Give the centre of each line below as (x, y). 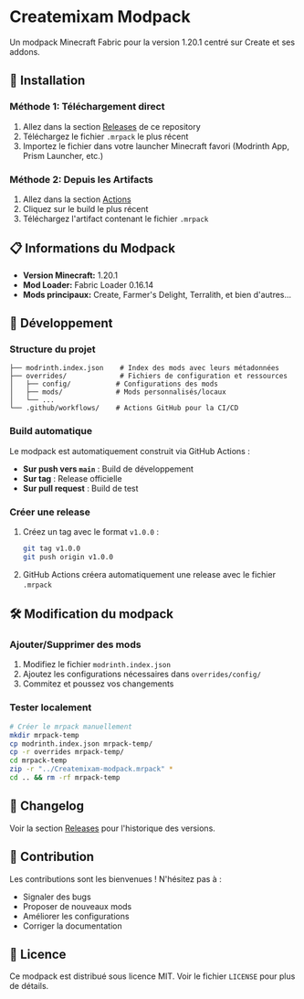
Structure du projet (52, 349)
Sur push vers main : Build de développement (108, 469)
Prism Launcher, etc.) (63, 155)
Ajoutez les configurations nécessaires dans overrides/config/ (142, 675)
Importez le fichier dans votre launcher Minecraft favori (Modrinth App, (156, 146)
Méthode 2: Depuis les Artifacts (81, 179)
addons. (25, 51)
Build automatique (51, 431)
